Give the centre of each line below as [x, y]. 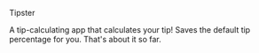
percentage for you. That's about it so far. [85, 39]
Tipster [22, 13]
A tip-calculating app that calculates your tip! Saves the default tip [130, 30]
